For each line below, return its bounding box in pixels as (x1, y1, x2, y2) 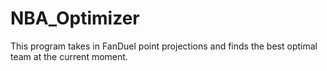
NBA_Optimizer (10, 7, 140, 30)
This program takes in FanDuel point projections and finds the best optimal (10, 40, 318, 52)
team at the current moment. (10, 50, 128, 62)
